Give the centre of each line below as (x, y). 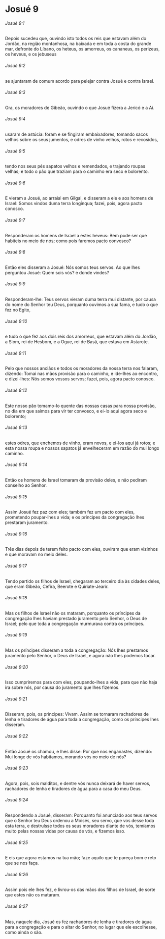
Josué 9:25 (16, 842)
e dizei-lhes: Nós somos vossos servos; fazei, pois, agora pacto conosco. (80, 379)
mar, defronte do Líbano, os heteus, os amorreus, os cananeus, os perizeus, (82, 49)
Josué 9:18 (16, 598)
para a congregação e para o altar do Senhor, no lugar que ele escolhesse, (81, 927)
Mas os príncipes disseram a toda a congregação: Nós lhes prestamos (77, 650)
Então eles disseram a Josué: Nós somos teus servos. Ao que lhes (73, 267)
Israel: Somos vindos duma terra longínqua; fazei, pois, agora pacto (74, 204)
